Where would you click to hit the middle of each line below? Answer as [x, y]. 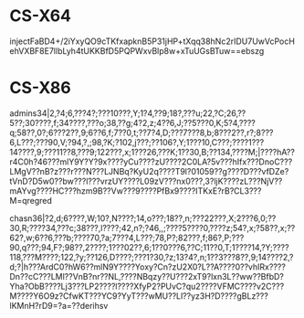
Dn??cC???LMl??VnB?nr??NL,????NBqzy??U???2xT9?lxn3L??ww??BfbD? [147, 276]
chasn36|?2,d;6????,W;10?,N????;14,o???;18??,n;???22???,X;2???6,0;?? [143, 218]
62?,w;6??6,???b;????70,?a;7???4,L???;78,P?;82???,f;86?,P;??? [127, 238]
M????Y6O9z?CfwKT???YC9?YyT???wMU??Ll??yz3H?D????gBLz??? [139, 296]
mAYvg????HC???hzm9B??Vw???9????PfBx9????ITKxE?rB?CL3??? [136, 191]
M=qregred [31, 200]
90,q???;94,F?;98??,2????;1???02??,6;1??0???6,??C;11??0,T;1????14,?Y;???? [149, 247]
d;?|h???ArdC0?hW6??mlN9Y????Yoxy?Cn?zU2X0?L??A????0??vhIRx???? [147, 267]
